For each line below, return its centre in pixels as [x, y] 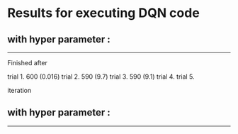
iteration [19, 90]
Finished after [28, 63]
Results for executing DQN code [103, 13]
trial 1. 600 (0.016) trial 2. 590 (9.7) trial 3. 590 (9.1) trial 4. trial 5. [101, 77]
